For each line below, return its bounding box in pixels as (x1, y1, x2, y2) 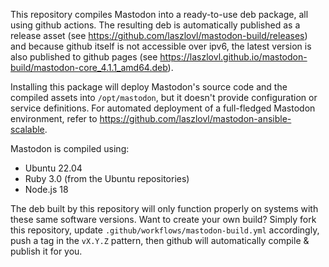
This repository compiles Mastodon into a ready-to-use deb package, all (10, 9, 309, 20)
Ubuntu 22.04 (24, 162, 83, 174)
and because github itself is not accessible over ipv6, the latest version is (10, 40, 312, 52)
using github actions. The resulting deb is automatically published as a (10, 19, 301, 31)
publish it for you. (10, 245, 83, 257)
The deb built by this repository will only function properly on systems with (10, 203, 319, 214)
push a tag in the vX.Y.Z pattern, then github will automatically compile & (10, 235, 310, 246)
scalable (10, 124, 45, 135)
